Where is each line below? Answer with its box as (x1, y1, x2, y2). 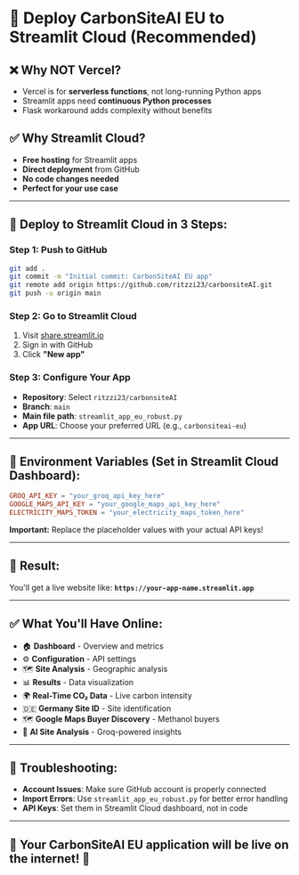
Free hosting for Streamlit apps (21, 154, 138, 165)
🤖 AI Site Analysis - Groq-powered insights (21, 726, 182, 737)
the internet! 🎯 (9, 851, 91, 866)
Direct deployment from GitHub (21, 164, 141, 175)
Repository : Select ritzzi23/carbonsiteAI (21, 391, 178, 402)
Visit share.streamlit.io (21, 330, 104, 341)
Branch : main (21, 401, 70, 412)
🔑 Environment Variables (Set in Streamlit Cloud (9, 454, 279, 469)
